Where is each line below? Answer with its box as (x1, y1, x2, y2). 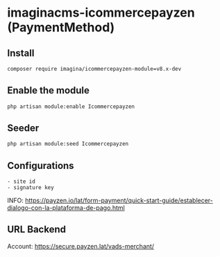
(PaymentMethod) (7, 19, 115, 35)
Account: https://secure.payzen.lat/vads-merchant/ (7, 242, 155, 250)
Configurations (7, 159, 74, 171)
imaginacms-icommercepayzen (7, 5, 196, 21)
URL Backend (7, 224, 66, 236)
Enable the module (7, 85, 90, 96)
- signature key (7, 184, 54, 191)
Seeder (7, 122, 40, 134)
